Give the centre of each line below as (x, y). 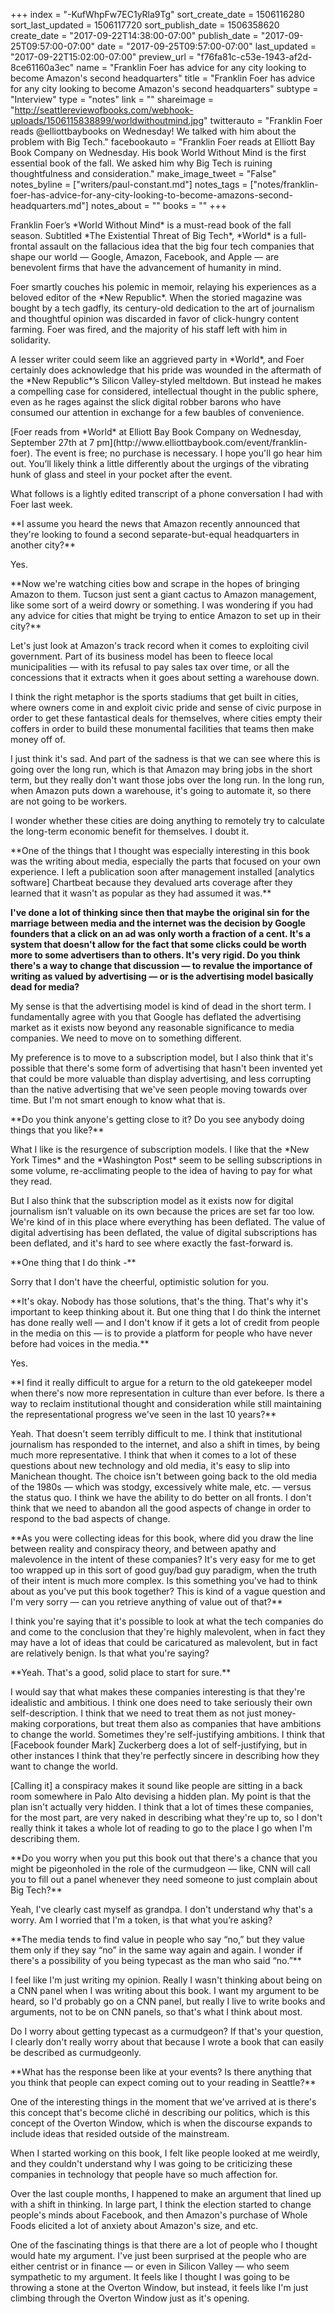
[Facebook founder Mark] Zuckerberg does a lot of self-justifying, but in (159, 1745)
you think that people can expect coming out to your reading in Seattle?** (163, 2082)
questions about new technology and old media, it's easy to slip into (150, 1465)
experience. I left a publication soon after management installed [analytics (162, 872)
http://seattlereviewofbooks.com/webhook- (104, 110)
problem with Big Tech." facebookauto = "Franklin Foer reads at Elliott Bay (163, 142)
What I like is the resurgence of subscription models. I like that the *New (160, 1149)
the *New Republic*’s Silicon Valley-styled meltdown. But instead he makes (166, 380)
